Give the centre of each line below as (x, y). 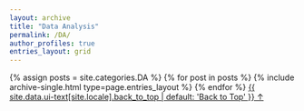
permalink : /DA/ (40, 35)
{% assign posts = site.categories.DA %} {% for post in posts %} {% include (152, 77)
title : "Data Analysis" (54, 26)
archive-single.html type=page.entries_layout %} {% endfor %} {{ (132, 87)
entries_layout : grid (50, 52)
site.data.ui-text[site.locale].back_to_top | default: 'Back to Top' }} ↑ (137, 97)
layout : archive (40, 18)
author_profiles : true (52, 43)
